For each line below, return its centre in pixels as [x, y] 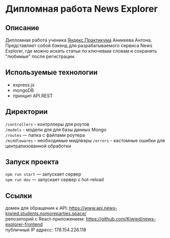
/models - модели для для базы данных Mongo [56, 129]
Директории [26, 112]
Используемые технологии [51, 72]
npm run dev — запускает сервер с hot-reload [55, 180]
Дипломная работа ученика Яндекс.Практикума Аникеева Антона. [79, 40]
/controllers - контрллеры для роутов [47, 124]
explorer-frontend [24, 224]
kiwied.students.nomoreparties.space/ [46, 213]
